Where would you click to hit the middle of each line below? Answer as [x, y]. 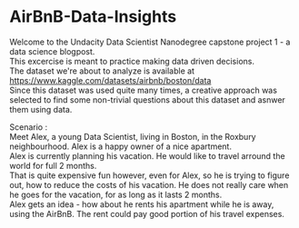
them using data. [41, 109]
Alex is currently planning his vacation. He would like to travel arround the [147, 155]
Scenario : [29, 127]
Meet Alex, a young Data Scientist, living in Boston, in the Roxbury [133, 136]
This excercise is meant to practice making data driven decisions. [132, 61]
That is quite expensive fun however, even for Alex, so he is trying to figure [149, 175]
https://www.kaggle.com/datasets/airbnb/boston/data [110, 80]
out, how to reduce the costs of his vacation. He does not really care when [149, 184]
